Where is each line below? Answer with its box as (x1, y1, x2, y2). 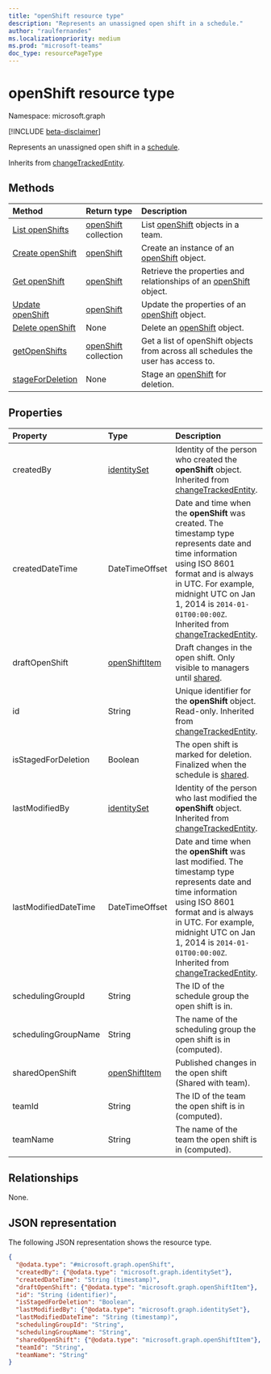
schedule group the (174, 990, 249, 1001)
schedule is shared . (174, 769, 249, 780)
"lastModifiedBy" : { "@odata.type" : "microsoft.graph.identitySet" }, (15, 1306, 251, 1314)
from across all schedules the (140, 345, 253, 356)
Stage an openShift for (140, 369, 227, 380)
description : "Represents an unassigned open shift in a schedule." (8, 19, 244, 27)
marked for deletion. (174, 748, 252, 760)
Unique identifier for (174, 685, 252, 696)
